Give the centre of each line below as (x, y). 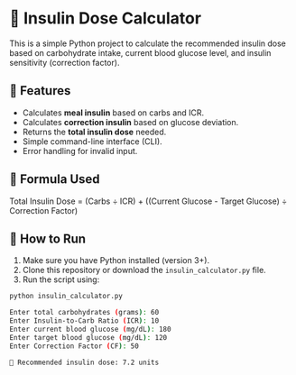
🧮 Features (40, 91)
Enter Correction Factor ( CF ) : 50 (74, 346)
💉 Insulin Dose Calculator (105, 18)
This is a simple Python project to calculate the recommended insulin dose (148, 43)
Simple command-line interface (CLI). (92, 141)
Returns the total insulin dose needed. (94, 132)
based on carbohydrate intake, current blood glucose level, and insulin (140, 52)
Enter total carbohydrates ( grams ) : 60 (84, 313)
